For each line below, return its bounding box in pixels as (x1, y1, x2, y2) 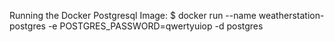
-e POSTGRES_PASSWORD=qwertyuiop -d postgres (47, 20, 264, 32)
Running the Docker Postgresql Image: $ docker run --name (9, 10, 257, 21)
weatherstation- (258, 10, 325, 21)
